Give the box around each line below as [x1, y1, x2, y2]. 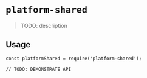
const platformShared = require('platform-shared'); [5, 56, 142, 62]
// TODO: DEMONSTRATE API [5, 66, 71, 72]
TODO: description [20, 22, 68, 29]
